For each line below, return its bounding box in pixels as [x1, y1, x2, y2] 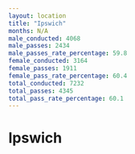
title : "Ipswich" [8, 19, 67, 27]
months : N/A [8, 27, 48, 35]
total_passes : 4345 [8, 86, 74, 95]
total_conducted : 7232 [8, 79, 84, 87]
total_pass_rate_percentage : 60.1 [8, 94, 125, 102]
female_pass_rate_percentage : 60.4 [8, 72, 128, 80]
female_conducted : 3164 [8, 57, 88, 65]
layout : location [8, 11, 67, 20]
